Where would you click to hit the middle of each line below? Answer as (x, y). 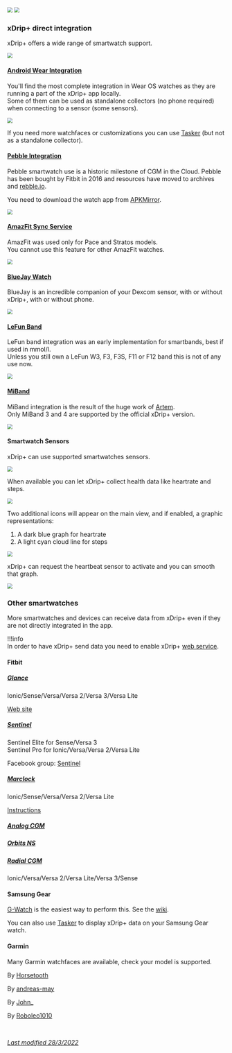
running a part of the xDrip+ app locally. (64, 93)
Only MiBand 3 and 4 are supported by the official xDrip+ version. (101, 414)
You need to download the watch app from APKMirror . (84, 199)
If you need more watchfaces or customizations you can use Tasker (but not (116, 132)
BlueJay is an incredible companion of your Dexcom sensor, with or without (115, 292)
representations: (30, 521)
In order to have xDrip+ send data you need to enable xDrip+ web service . (113, 647)
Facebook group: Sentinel (44, 763)
